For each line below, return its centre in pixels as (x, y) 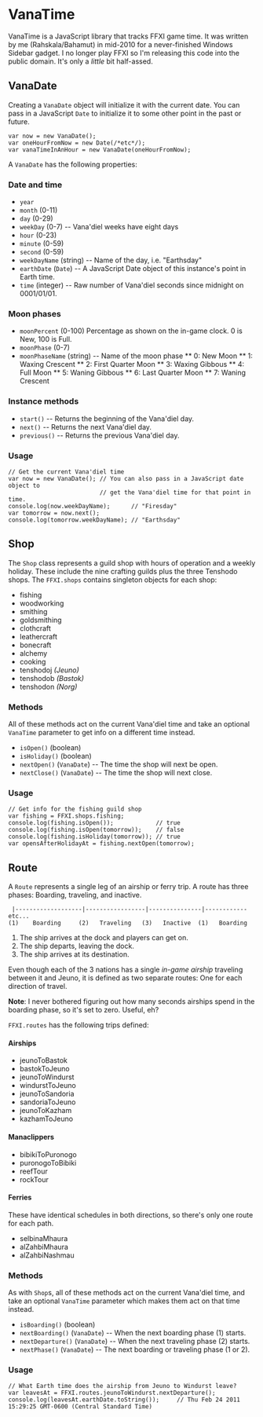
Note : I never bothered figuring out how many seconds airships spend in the (131, 1001)
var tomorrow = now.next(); (54, 513)
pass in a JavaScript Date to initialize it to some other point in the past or (125, 113)
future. (19, 121)
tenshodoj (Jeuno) (49, 670)
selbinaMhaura (44, 1238)
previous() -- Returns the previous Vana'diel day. (99, 435)
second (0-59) (42, 252)
